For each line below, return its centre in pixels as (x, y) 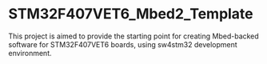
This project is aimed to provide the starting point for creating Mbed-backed (134, 36)
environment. (30, 53)
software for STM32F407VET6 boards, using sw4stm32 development (123, 44)
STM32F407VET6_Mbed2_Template (131, 14)
